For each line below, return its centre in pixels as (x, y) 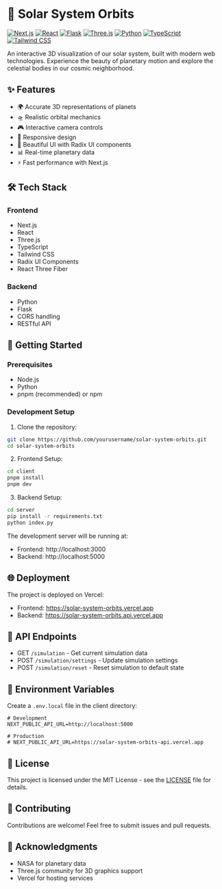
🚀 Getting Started (45, 345)
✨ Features (31, 90)
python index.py (30, 523)
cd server (21, 510)
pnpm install (26, 478)
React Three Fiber (42, 269)
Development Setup (41, 412)
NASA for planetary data (51, 863)
